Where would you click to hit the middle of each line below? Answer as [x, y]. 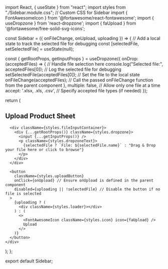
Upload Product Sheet [40, 116]
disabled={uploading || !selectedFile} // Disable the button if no [87, 189]
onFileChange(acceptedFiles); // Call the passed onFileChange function [79, 80]
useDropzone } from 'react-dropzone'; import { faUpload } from [71, 23]
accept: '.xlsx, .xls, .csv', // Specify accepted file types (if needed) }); [76, 91]
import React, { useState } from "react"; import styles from [66, 7]
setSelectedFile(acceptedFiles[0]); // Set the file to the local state [73, 75]
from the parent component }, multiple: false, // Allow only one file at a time [83, 85]
